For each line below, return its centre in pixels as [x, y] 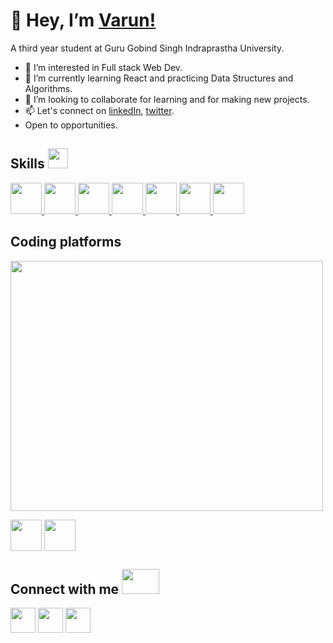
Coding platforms [66, 242]
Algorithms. [48, 88]
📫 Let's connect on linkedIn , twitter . [99, 110]
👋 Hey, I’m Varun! [83, 20]
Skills [27, 164]
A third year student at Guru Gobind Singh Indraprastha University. [147, 48]
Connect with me [65, 589]
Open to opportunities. [71, 125]
